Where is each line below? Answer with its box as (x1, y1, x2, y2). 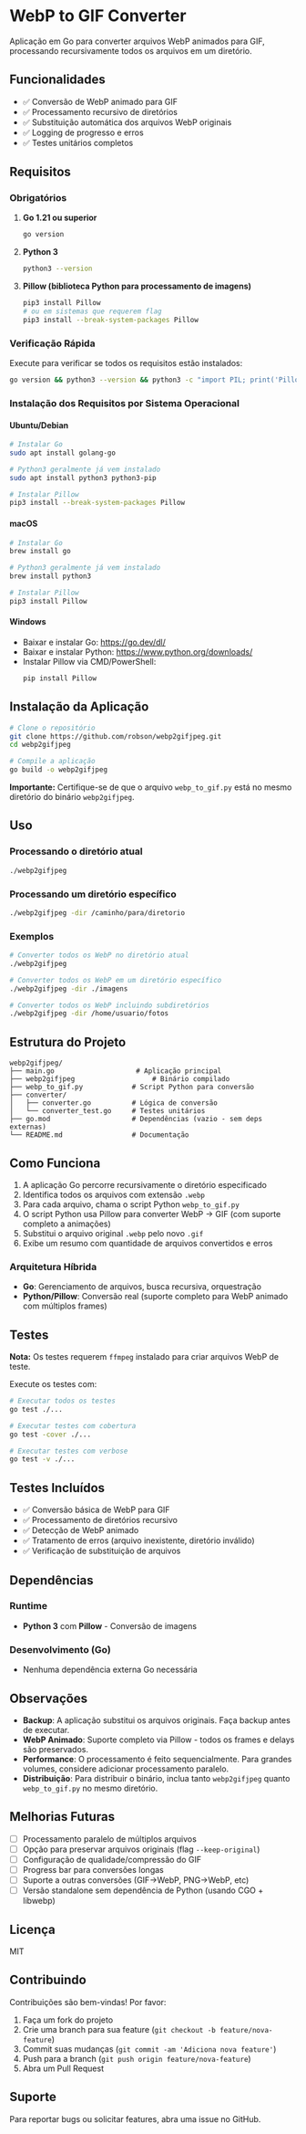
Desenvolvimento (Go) (9, 1643, 112, 1656)
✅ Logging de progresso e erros (22, 127, 144, 138)
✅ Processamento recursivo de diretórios (22, 106, 178, 117)
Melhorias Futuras (9, 1809, 116, 1824)
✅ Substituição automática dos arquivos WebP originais (22, 116, 232, 128)
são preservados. (22, 1743, 89, 1754)
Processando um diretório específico (9, 888, 177, 900)
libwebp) (22, 1896, 56, 1907)
